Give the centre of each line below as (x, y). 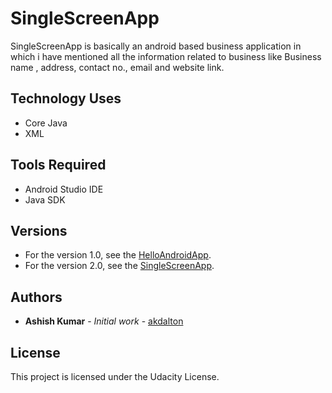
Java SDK (45, 199)
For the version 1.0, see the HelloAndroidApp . (118, 255)
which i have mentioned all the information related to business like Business (166, 56)
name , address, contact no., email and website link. (117, 67)
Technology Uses (66, 98)
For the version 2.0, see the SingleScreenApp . (119, 266)
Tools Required (58, 165)
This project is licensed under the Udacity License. (115, 376)
